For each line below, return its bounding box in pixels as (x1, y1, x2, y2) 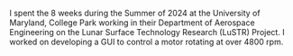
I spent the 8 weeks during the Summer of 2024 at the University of (9, 8, 261, 18)
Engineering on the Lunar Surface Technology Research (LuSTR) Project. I (9, 27, 286, 37)
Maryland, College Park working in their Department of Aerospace (9, 17, 255, 28)
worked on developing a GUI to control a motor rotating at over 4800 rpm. (9, 36, 284, 47)
